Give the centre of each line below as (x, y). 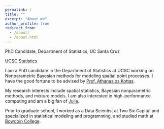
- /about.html (24, 38)
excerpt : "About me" (26, 19)
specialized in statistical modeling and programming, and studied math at (79, 116)
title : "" (15, 14)
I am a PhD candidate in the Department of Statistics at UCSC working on (80, 70)
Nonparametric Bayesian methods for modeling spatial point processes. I (79, 76)
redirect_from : (21, 28)
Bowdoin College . (23, 121)
